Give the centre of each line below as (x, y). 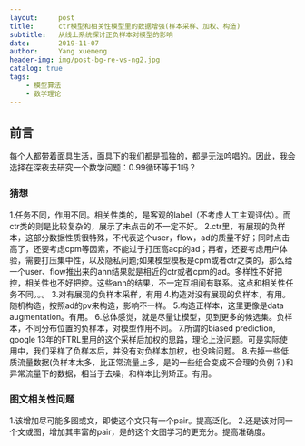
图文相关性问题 (42, 399)
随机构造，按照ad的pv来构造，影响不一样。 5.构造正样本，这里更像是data (147, 305)
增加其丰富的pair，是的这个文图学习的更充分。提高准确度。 (159, 431)
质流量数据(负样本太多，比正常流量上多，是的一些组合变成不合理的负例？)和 (152, 362)
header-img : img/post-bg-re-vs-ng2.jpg (85, 60)
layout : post (42, 18)
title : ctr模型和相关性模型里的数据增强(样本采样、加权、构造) (125, 26)
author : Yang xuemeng (58, 52)
